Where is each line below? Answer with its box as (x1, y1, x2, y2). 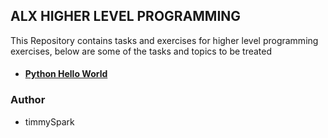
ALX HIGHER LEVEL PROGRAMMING (10, 8, 242, 25)
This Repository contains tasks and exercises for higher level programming (10, 34, 319, 46)
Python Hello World (24, 68, 108, 80)
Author (10, 93, 46, 107)
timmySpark (24, 115, 75, 128)
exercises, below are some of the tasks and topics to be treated (10, 45, 273, 57)
